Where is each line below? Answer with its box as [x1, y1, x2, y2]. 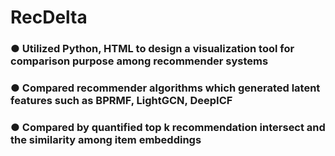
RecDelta [10, 6, 88, 29]
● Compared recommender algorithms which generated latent [10, 81, 321, 95]
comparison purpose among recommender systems [10, 54, 269, 68]
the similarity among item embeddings [10, 132, 202, 146]
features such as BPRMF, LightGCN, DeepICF [10, 94, 233, 108]
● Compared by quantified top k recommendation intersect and [10, 120, 326, 134]
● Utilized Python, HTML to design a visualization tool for [10, 42, 295, 56]
